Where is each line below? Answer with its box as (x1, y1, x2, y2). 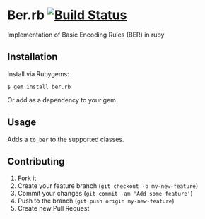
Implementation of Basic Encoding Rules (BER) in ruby (7, 30, 165, 39)
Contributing (7, 155, 65, 167)
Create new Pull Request (17, 204, 90, 213)
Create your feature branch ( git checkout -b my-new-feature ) (17, 182, 199, 190)
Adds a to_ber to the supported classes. (7, 135, 124, 143)
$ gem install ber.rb (7, 83, 71, 90)
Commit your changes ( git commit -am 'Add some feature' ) (17, 189, 193, 198)
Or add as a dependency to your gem (7, 95, 117, 104)
